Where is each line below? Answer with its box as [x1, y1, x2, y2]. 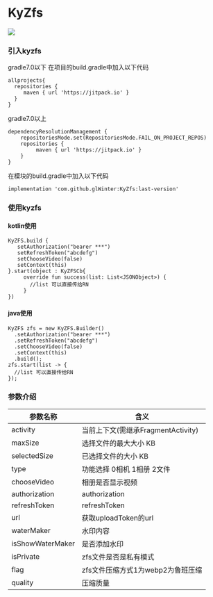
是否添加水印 [81, 539, 124, 548]
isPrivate [11, 551, 40, 561]
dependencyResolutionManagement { [8, 129, 108, 136]
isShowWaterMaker [11, 539, 76, 548]
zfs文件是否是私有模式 [81, 552, 155, 562]
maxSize [11, 438, 40, 448]
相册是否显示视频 [81, 477, 138, 487]
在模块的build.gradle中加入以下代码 [8, 172, 110, 180]
